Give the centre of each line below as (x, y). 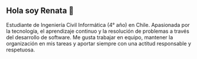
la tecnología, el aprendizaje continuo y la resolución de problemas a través (98, 31)
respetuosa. (21, 50)
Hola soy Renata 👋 (40, 11)
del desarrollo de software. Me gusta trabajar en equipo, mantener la (90, 37)
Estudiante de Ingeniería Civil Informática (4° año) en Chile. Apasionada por (98, 25)
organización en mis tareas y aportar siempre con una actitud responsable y (99, 43)
